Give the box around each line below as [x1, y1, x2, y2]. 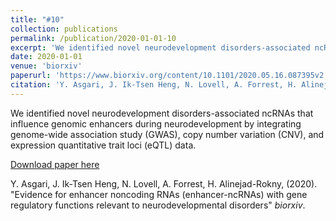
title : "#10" [10, 14, 65, 25]
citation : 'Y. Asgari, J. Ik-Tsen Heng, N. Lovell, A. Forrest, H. [10, 80, 298, 90]
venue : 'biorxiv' [10, 61, 83, 71]
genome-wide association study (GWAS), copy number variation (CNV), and [10, 128, 325, 140]
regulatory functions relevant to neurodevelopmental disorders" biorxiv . [10, 199, 306, 211]
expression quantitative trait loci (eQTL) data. [10, 139, 197, 151]
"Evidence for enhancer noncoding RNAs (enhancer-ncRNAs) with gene [10, 188, 308, 200]
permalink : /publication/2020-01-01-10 [10, 33, 177, 43]
